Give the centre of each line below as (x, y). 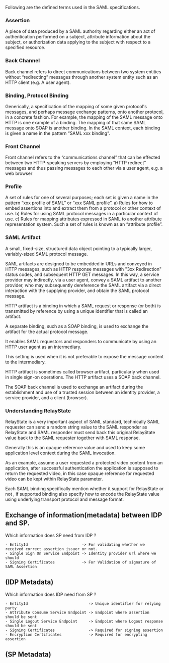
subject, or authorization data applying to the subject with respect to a (78, 42)
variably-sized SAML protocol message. (47, 254)
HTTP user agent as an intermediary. (43, 347)
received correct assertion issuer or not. (52, 549)
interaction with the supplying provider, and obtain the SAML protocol (77, 291)
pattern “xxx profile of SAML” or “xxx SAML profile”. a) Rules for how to (79, 203)
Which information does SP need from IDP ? (51, 535)
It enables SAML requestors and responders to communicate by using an (81, 341)
